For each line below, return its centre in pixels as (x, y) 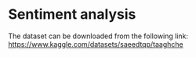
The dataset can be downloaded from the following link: (98, 36)
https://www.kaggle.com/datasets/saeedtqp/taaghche (96, 44)
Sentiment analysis (72, 14)
